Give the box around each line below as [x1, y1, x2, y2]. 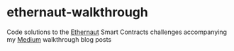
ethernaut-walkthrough [6, 4, 148, 21]
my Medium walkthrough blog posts [6, 35, 111, 43]
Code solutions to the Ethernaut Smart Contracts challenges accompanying [6, 28, 228, 36]
